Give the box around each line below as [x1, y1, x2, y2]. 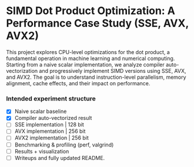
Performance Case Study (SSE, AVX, [6, 16, 189, 30]
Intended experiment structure [6, 94, 96, 102]
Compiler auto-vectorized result [14, 115, 92, 122]
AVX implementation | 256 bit [14, 128, 86, 135]
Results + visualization [14, 148, 69, 155]
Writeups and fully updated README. [14, 154, 105, 161]
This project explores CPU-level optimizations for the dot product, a [6, 48, 170, 55]
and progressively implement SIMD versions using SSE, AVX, [39, 67, 186, 74]
